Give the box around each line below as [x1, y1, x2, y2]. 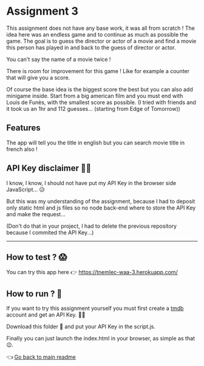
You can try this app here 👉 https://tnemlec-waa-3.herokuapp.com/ [6, 269, 178, 276]
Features [6, 123, 41, 133]
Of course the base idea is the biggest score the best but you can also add [6, 85, 193, 93]
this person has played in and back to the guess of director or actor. [6, 44, 176, 51]
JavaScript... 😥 [6, 186, 45, 193]
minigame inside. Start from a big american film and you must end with [6, 92, 183, 99]
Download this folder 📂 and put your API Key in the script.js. [6, 323, 156, 330]
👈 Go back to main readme [6, 353, 76, 361]
